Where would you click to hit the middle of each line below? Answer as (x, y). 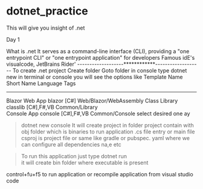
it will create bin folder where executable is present (85, 162)
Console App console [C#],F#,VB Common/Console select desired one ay (98, 114)
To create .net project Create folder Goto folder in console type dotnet (100, 70)
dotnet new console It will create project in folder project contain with (108, 125)
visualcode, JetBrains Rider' (41, 64)
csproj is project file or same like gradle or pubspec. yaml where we (105, 138)
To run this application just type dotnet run (74, 156)
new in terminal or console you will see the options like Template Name (95, 77)
